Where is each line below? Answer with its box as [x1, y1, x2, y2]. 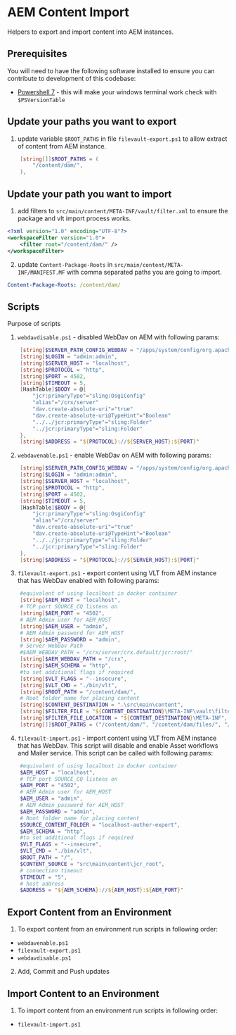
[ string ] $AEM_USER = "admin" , [20, 622, 109, 630]
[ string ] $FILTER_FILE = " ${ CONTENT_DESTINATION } [20, 708, 165, 715]
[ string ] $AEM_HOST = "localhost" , [20, 596, 121, 604]
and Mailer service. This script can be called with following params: [17, 748, 213, 757]
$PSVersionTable [17, 96, 65, 103]
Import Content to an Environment [7, 987, 159, 1000]
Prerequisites [7, 48, 67, 60]
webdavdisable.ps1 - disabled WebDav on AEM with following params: [17, 333, 220, 341]
